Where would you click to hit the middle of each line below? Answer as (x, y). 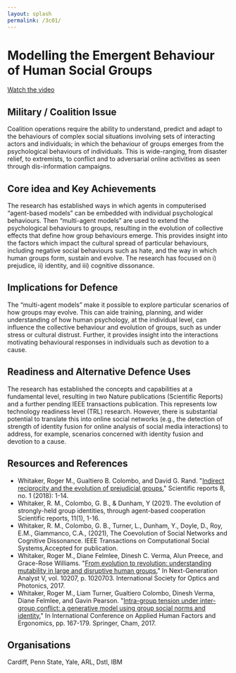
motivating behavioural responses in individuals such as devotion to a (108, 342)
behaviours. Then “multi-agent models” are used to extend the (98, 221)
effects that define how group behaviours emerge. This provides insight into (117, 236)
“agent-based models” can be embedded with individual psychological (110, 213)
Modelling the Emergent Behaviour (111, 55)
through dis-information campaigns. (60, 166)
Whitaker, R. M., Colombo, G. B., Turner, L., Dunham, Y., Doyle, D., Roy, (120, 526)
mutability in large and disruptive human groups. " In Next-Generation (117, 570)
